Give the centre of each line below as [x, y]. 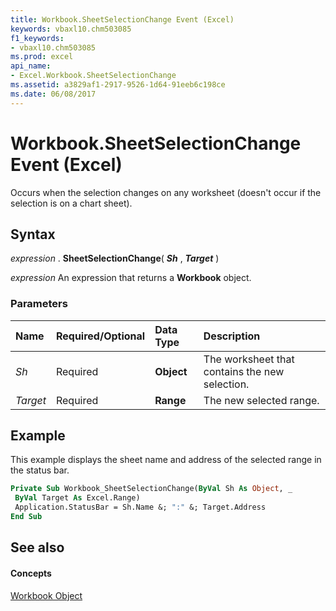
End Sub [26, 517]
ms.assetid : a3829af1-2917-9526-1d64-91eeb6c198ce [118, 85]
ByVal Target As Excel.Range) [77, 498]
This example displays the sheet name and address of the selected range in [166, 460]
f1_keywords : [37, 38]
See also [37, 547]
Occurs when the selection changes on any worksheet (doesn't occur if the [166, 192]
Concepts [31, 573]
